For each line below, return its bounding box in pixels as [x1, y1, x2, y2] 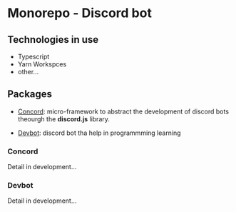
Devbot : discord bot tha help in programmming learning [17, 128, 181, 137]
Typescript [17, 52, 50, 61]
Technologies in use [7, 34, 99, 46]
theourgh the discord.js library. [17, 114, 111, 123]
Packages [7, 88, 52, 101]
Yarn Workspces [17, 60, 67, 69]
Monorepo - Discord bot [7, 5, 152, 21]
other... [17, 68, 39, 76]
